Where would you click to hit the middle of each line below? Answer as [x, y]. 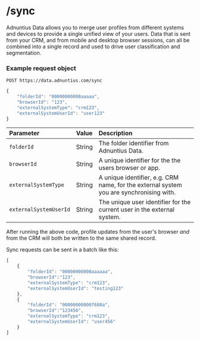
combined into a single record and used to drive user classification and [93, 46]
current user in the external [136, 210]
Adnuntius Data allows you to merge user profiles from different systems [95, 27]
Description [115, 134]
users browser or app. [129, 168]
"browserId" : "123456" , [56, 311]
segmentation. [24, 52]
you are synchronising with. [137, 193]
